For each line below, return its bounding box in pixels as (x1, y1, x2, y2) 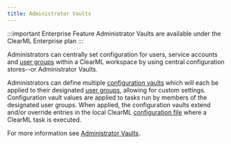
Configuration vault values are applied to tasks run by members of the (7, 93, 207, 102)
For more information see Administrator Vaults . (7, 129, 141, 137)
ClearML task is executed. (7, 115, 82, 124)
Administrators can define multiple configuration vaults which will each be (7, 78, 219, 87)
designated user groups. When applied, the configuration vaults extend (7, 100, 211, 109)
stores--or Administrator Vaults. (7, 65, 99, 73)
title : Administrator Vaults (7, 10, 92, 17)
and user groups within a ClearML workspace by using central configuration (7, 57, 225, 66)
